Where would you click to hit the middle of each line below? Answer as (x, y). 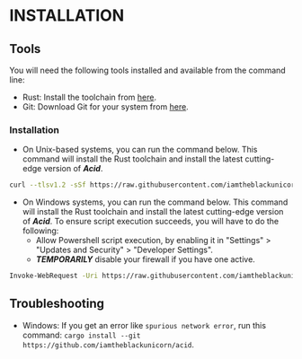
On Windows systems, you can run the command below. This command (155, 202)
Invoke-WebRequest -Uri (54, 276)
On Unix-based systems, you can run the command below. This (140, 150)
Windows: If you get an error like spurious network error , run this (144, 325)
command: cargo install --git (81, 335)
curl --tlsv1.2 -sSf (48, 185)
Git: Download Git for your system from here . (105, 107)
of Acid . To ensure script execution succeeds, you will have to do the (151, 222)
